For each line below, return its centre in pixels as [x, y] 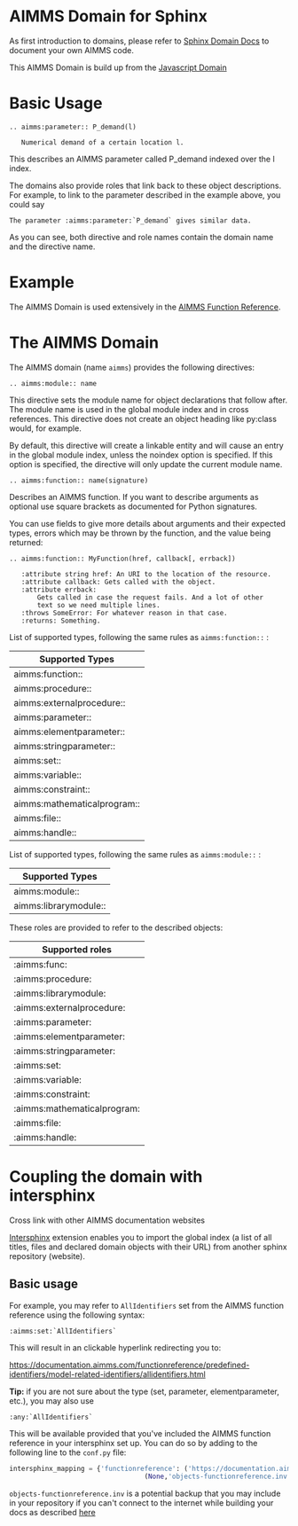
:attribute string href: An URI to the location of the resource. [146, 574]
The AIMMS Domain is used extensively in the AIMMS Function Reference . [145, 307]
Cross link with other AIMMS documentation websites [107, 1220]
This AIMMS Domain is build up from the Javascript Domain [118, 67]
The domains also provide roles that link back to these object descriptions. [145, 185]
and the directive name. [52, 247]
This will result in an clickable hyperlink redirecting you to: [115, 1347]
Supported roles [77, 949]
